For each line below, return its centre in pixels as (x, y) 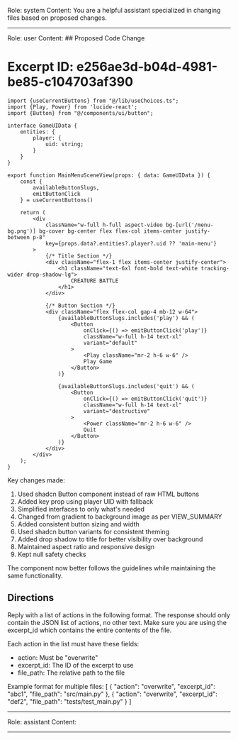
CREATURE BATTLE (95, 281)
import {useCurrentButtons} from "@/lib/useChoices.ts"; (93, 101)
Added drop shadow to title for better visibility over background (110, 539)
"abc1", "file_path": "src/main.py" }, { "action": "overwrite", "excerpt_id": (112, 694)
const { (31, 181)
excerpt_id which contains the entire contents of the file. (90, 630)
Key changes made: (36, 480)
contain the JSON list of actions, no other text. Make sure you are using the (117, 622)
